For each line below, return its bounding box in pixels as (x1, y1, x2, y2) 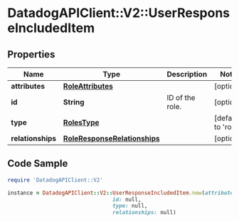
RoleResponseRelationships (63, 133, 160, 143)
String (63, 97, 85, 107)
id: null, (112, 196, 142, 203)
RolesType (63, 118, 100, 127)
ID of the (166, 93, 196, 102)
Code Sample (7, 157, 68, 170)
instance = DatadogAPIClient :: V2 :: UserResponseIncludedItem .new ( (7, 189, 205, 196)
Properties (7, 48, 55, 60)
